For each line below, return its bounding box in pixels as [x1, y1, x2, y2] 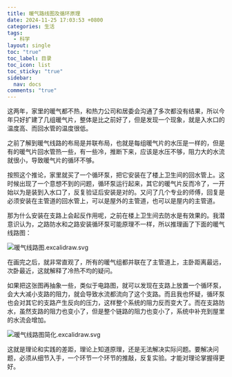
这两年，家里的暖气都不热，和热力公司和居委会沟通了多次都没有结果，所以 [7, 107, 219, 115]
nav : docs [13, 81, 41, 88]
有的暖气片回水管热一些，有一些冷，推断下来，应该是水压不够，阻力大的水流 [7, 148, 225, 156]
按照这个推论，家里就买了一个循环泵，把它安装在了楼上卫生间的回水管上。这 [7, 171, 225, 180]
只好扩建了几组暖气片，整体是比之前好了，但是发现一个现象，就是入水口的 [12, 115, 225, 124]
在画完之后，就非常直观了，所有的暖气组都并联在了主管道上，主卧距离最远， [7, 258, 225, 267]
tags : [7, 29, 23, 37]
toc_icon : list [7, 61, 51, 68]
